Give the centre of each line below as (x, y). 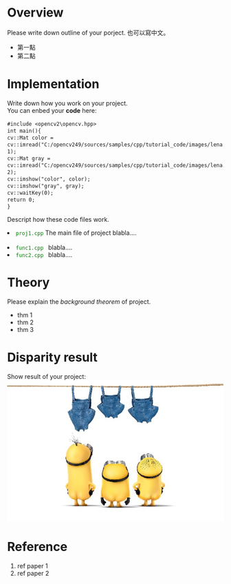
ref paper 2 (33, 574)
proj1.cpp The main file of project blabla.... (76, 233)
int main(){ (24, 131)
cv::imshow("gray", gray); (46, 186)
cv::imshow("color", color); (49, 179)
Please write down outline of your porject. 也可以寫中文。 (88, 32)
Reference (37, 547)
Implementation (53, 84)
